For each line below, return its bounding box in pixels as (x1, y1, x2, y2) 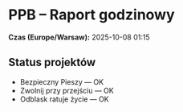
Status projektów (8, 56, 96, 69)
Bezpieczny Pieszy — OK (19, 77, 104, 86)
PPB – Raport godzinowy (8, 6, 175, 24)
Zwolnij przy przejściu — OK (19, 85, 114, 95)
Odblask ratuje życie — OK (19, 94, 110, 104)
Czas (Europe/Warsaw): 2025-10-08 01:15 (8, 32, 150, 42)
